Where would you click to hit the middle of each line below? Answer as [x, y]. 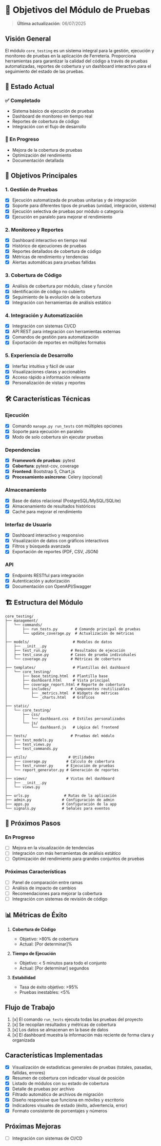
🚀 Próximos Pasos [33, 823]
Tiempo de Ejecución [34, 953]
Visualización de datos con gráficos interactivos [60, 541]
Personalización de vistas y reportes [49, 382]
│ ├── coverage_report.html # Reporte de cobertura [65, 684]
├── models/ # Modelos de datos [59, 642]
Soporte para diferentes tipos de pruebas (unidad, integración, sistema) [84, 206]
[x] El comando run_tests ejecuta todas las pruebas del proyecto [77, 1019]
